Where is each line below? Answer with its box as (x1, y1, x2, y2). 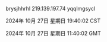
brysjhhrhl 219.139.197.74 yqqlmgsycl (5, 5, 96, 12)
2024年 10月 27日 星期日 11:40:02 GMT (5, 30, 102, 37)
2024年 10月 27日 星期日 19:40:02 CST (5, 17, 101, 24)
